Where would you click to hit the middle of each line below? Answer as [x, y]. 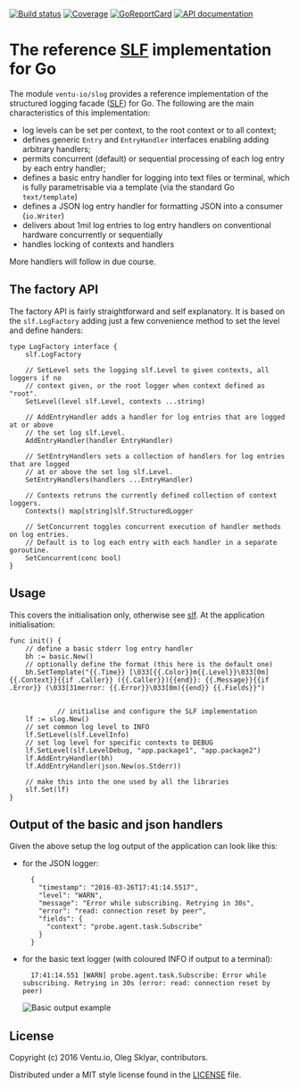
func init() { [36, 641]
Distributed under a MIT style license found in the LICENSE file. [125, 1075]
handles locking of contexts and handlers [98, 244]
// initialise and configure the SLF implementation [157, 711]
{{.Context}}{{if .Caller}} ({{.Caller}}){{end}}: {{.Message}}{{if [139, 680]
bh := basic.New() [59, 656]
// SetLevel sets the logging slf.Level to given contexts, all [147, 370]
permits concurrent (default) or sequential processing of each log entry [154, 158]
